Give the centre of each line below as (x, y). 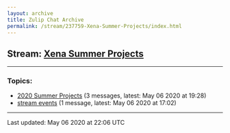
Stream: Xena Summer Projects (75, 54)
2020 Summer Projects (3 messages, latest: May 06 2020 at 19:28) (112, 95)
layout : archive (30, 13)
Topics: (20, 81)
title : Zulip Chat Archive (46, 20)
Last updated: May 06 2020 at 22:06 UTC (66, 123)
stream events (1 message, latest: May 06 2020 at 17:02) (97, 103)
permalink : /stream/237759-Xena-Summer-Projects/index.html (95, 26)
